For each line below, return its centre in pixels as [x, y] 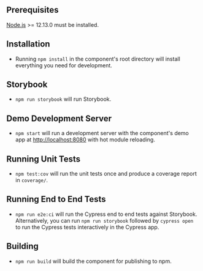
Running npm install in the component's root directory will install [98, 59]
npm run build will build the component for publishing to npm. [93, 261]
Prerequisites [33, 10]
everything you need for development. [63, 65]
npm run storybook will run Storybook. [63, 99]
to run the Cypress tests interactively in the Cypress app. [87, 227]
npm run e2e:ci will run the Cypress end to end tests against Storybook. [106, 214]
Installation [28, 44]
